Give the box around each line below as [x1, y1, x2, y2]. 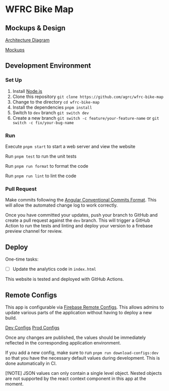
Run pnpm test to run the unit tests [5, 153, 77, 159]
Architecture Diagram [5, 37, 50, 43]
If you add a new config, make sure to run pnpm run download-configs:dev [5, 350, 159, 356]
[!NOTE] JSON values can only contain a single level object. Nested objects [5, 370, 162, 376]
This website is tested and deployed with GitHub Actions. [5, 276, 124, 282]
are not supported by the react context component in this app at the [5, 375, 146, 381]
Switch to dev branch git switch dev [12, 110, 89, 116]
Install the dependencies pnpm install [12, 104, 92, 110]
